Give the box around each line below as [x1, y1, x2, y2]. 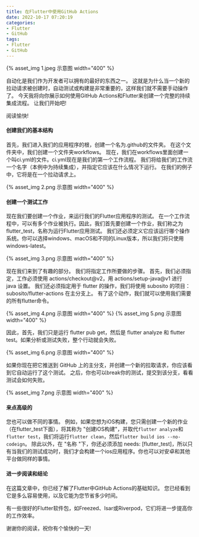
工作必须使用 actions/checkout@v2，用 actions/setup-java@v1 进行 [16, 275, 182, 282]
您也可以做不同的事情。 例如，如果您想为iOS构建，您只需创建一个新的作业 [6, 418, 188, 425]
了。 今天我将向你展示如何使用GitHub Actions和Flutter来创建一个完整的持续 [6, 92, 191, 99]
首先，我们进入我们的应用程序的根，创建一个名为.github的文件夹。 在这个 [6, 141, 186, 148]
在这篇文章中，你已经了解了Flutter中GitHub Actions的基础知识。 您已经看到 [6, 484, 191, 491]
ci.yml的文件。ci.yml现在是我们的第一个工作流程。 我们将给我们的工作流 [16, 156, 193, 163]
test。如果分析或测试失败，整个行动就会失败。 [6, 337, 120, 344]
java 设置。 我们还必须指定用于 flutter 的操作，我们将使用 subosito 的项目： [6, 282, 191, 290]
